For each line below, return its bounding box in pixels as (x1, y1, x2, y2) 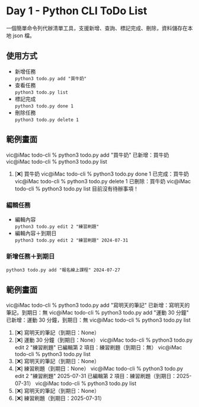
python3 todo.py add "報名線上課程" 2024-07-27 (6, 267, 120, 274)
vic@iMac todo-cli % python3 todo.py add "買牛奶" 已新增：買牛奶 (6, 151, 169, 158)
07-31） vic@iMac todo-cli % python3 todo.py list (14, 380, 137, 387)
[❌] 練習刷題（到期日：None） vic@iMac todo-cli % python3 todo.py (14, 365, 184, 372)
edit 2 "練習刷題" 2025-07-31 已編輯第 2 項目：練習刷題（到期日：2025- (14, 372, 192, 379)
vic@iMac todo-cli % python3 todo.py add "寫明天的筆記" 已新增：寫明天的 (6, 301, 190, 309)
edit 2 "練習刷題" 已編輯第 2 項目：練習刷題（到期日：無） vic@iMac (14, 344, 182, 351)
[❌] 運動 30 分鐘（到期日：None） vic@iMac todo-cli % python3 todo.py (14, 336, 193, 344)
